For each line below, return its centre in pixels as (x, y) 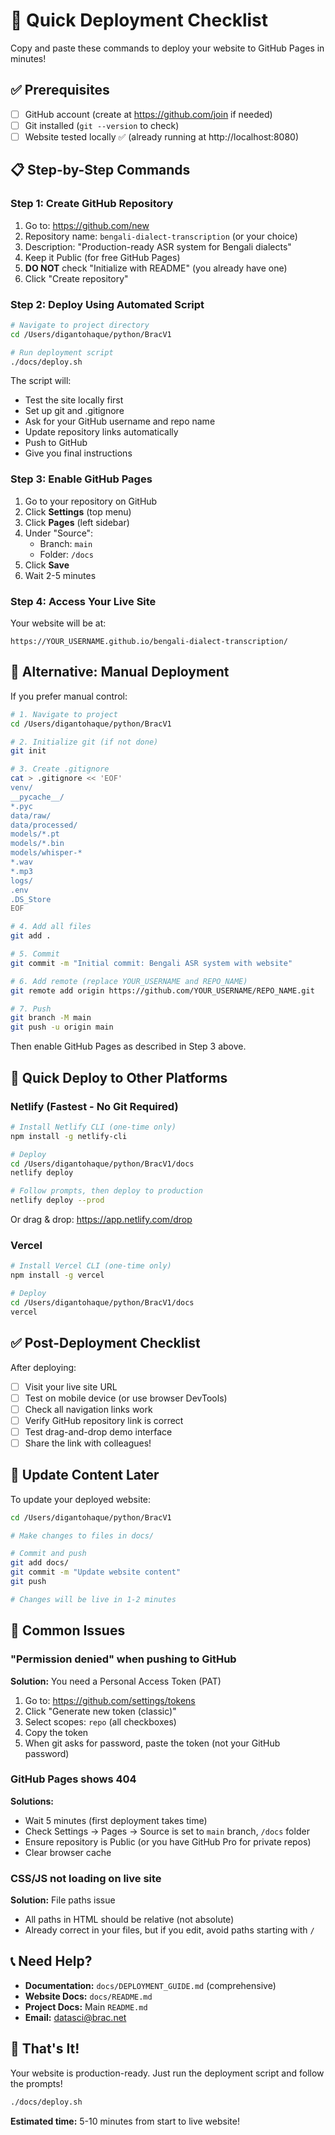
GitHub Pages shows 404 (73, 1779)
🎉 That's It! (45, 2049)
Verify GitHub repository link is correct (104, 1420)
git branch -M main (51, 1018)
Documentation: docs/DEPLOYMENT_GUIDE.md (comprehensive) (150, 1985)
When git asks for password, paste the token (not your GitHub (152, 1743)
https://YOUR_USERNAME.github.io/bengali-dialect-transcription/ (149, 642)
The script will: (41, 381)
